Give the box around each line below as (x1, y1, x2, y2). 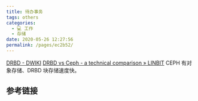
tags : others (6, 14, 39, 20)
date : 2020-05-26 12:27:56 (6, 36, 74, 42)
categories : (6, 20, 36, 26)
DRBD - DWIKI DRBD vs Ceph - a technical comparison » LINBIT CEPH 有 (6, 59, 187, 66)
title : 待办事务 (6, 8, 43, 15)
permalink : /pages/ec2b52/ (6, 42, 74, 48)
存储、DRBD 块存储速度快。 (11, 66, 80, 74)
